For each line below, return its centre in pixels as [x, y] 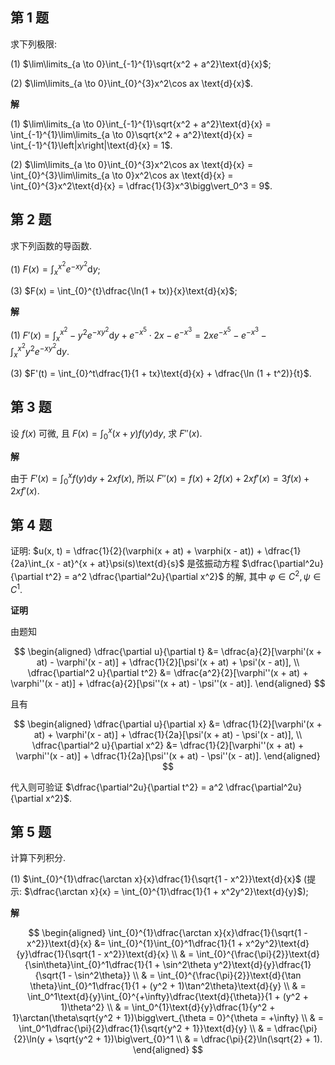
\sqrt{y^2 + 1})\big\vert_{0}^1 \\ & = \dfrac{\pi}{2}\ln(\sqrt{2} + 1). [189, 1039]
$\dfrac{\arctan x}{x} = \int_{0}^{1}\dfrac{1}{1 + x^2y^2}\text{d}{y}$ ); [166, 892]
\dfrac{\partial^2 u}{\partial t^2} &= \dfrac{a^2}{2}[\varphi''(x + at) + [168, 672]
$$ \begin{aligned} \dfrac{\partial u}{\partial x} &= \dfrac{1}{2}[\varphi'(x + [168, 724]
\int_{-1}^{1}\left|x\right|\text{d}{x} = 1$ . [91, 145]
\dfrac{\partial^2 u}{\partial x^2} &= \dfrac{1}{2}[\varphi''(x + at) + [168, 745]
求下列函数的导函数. [51, 245]
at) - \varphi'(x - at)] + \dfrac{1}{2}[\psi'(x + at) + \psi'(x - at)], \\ [168, 662]
